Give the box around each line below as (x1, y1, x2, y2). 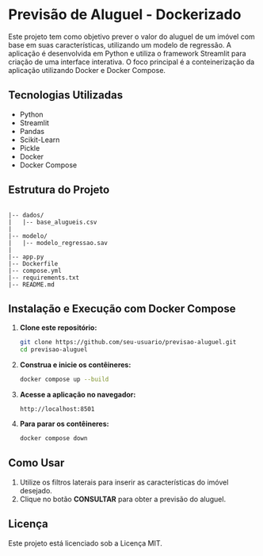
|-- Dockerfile (8, 259, 59, 267)
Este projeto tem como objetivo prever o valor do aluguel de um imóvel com (8, 32, 255, 41)
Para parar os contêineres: (19, 419, 109, 428)
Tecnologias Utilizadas (8, 89, 124, 102)
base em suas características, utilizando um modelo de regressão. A (8, 40, 232, 49)
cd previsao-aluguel (19, 346, 88, 354)
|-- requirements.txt (8, 274, 80, 282)
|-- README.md (8, 280, 55, 289)
